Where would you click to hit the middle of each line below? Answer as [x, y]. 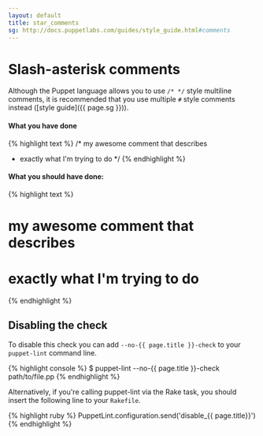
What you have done [43, 125]
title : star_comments [44, 23]
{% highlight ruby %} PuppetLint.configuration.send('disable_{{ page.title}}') [132, 416]
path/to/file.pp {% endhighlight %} [64, 376]
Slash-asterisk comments [94, 69]
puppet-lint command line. [52, 352]
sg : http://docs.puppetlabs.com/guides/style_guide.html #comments [119, 30]
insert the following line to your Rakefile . [74, 400]
